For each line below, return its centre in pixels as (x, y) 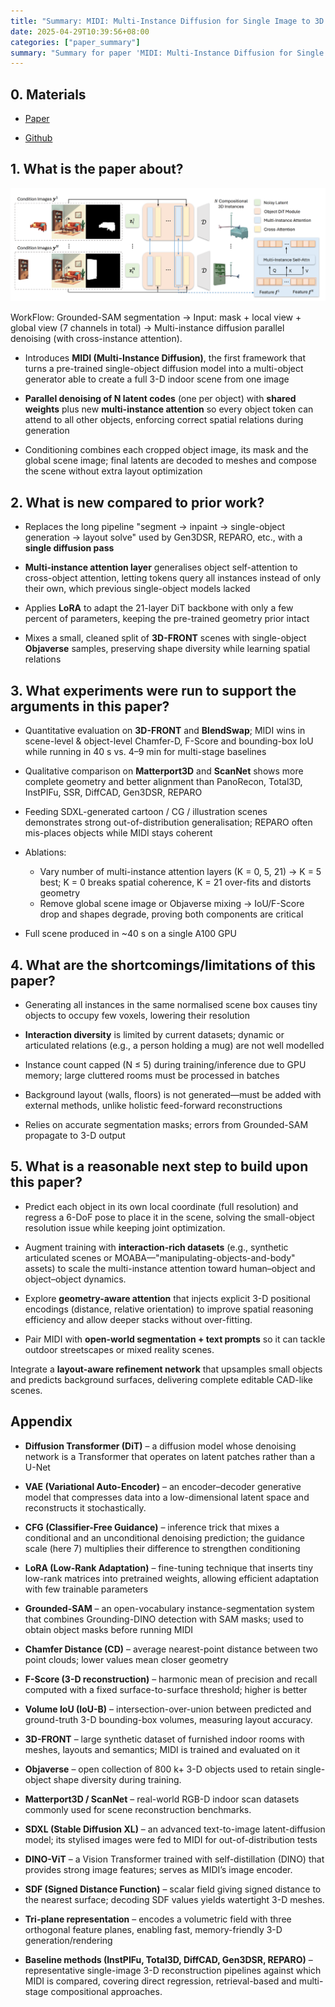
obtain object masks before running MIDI (109, 1629)
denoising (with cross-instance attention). (96, 339)
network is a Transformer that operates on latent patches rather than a (170, 1456)
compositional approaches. (106, 1991)
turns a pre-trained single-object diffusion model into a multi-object (164, 369)
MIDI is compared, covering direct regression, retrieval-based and (160, 1981)
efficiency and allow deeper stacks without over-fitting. (138, 1319)
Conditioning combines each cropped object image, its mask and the (166, 450)
